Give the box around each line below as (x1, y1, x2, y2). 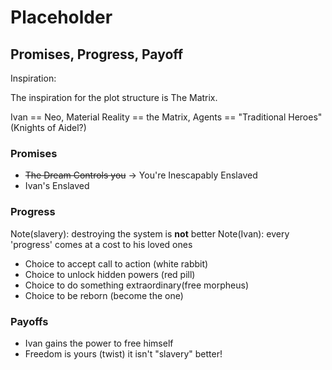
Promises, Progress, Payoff (10, 46, 184, 63)
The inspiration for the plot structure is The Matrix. (10, 92, 218, 103)
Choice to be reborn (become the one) (24, 289, 184, 301)
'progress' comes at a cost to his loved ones (10, 238, 193, 250)
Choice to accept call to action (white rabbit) (24, 257, 209, 270)
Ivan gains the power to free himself (24, 337, 174, 349)
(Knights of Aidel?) (10, 122, 87, 133)
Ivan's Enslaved (24, 180, 90, 192)
